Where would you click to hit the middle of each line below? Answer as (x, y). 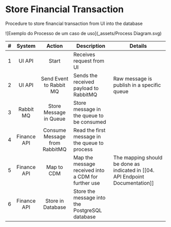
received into (89, 170)
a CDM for (85, 177)
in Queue (55, 119)
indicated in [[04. (134, 170)
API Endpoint (129, 177)
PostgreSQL (88, 210)
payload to (86, 88)
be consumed (90, 122)
